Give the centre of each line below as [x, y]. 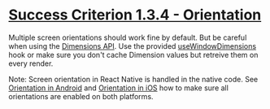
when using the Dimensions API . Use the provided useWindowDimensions [133, 46]
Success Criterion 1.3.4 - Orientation [135, 15]
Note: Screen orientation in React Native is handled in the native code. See [133, 79]
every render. [31, 63]
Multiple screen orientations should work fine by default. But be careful [128, 37]
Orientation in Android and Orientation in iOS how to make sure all [119, 88]
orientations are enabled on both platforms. [81, 96]
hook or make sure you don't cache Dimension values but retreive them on [133, 54]
